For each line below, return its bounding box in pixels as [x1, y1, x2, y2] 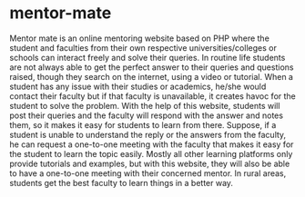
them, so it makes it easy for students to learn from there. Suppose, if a [9, 119, 277, 130]
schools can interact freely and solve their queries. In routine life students [9, 52, 286, 63]
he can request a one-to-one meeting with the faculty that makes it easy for [9, 139, 294, 150]
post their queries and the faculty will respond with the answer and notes [9, 110, 284, 121]
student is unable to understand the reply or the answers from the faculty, [9, 129, 287, 140]
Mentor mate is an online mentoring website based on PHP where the [9, 33, 270, 44]
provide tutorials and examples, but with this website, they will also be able [9, 158, 290, 169]
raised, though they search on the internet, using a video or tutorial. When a [9, 71, 294, 82]
